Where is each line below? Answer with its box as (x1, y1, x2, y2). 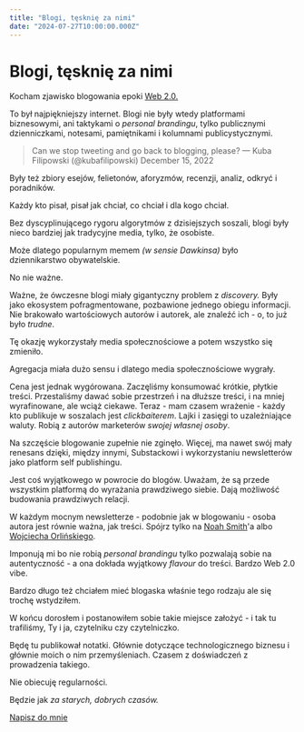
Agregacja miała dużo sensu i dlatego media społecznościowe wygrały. (9, 364, 276, 375)
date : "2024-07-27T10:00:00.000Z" (9, 22, 141, 31)
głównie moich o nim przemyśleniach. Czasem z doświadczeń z (9, 649, 249, 660)
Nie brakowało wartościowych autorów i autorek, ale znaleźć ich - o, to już (9, 309, 288, 320)
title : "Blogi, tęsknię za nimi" (9, 13, 136, 23)
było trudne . (9, 319, 55, 330)
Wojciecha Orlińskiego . (9, 531, 96, 542)
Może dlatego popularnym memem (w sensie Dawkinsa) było (9, 245, 239, 256)
